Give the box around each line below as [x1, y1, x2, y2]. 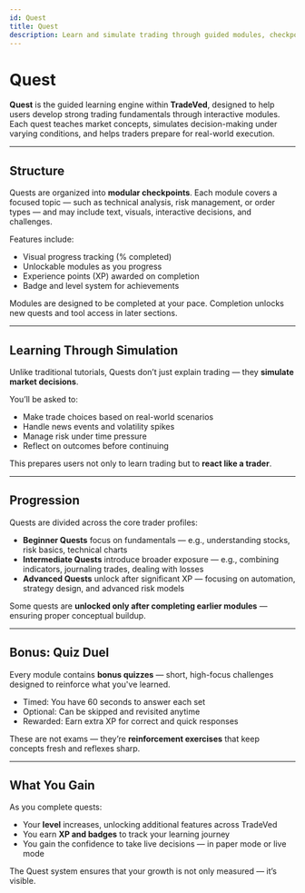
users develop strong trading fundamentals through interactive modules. [9, 109, 280, 120]
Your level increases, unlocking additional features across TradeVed [22, 819, 278, 830]
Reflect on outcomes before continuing [22, 440, 170, 451]
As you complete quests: [9, 801, 103, 813]
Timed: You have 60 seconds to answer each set [22, 696, 206, 707]
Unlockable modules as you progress [22, 261, 162, 273]
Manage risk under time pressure [22, 431, 147, 442]
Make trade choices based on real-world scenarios [22, 411, 214, 422]
